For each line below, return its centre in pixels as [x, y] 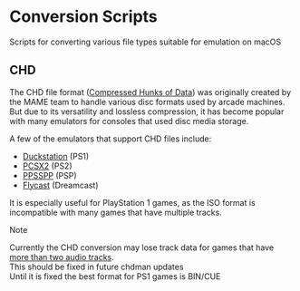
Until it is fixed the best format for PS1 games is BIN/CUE [115, 276]
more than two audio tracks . [62, 257]
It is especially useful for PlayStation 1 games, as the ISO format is [132, 202]
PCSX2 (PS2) [47, 166]
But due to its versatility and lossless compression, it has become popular [147, 112]
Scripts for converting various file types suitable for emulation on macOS [145, 42]
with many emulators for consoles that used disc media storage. [129, 121]
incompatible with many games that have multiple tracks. [116, 212]
